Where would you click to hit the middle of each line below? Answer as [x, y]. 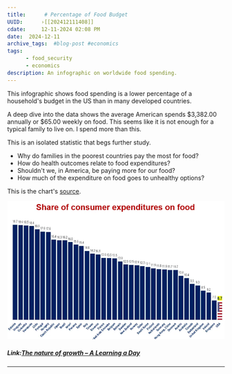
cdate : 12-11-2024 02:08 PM [54, 29]
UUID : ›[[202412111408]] [51, 22]
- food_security [49, 59]
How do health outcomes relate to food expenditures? [94, 163]
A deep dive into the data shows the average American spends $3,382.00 [112, 114]
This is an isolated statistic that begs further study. [79, 142]
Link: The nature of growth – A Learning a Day [74, 353]
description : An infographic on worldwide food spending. [92, 73]
